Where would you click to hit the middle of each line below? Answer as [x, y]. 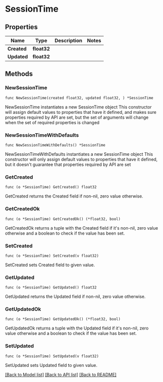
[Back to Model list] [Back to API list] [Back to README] [61, 374]
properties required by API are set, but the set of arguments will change [77, 117]
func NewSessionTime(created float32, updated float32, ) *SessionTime [79, 98]
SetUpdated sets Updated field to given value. [51, 365]
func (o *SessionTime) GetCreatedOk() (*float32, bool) [63, 219]
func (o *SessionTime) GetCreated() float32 [51, 187]
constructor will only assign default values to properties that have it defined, [81, 159]
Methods [19, 74]
